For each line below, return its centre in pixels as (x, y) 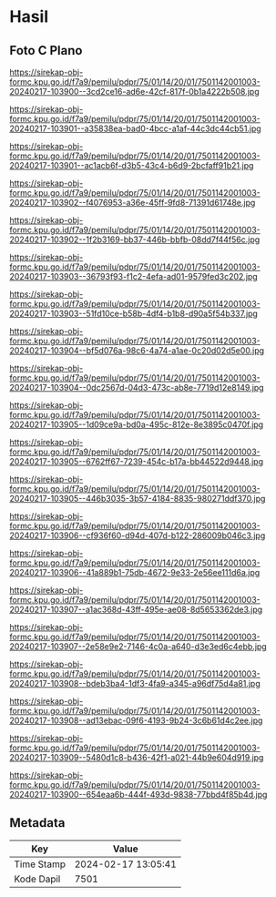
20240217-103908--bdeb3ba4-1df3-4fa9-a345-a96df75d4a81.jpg (135, 683)
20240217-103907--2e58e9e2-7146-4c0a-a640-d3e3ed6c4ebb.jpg (138, 647)
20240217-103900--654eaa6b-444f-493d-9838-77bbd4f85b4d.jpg (138, 795)
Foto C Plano (46, 51)
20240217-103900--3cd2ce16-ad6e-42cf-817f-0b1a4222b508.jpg (134, 92)
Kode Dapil (37, 879)
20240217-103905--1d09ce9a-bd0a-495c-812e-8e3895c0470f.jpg (137, 424)
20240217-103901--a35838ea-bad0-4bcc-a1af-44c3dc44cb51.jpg (135, 128)
